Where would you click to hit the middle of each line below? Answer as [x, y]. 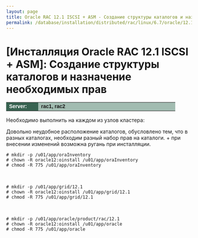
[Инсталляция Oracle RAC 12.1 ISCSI [97, 52]
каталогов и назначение [69, 77]
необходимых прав [57, 89]
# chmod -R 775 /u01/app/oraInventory [54, 166]
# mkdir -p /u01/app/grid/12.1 [44, 187]
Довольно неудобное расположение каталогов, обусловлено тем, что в [97, 132]
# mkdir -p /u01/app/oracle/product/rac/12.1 [63, 219]
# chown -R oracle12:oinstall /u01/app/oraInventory [72, 160]
